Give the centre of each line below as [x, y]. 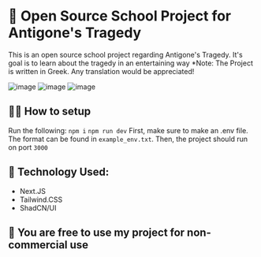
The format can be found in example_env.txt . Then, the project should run [128, 139]
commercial [38, 245]
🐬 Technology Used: [59, 172]
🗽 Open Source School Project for [119, 16]
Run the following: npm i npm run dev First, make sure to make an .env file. [128, 130]
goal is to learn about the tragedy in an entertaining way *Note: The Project [131, 63]
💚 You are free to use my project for [97, 232]
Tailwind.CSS [41, 199]
